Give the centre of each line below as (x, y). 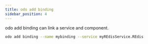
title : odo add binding (29, 9)
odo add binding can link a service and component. (57, 28)
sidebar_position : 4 (26, 14)
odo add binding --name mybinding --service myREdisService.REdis (74, 37)
